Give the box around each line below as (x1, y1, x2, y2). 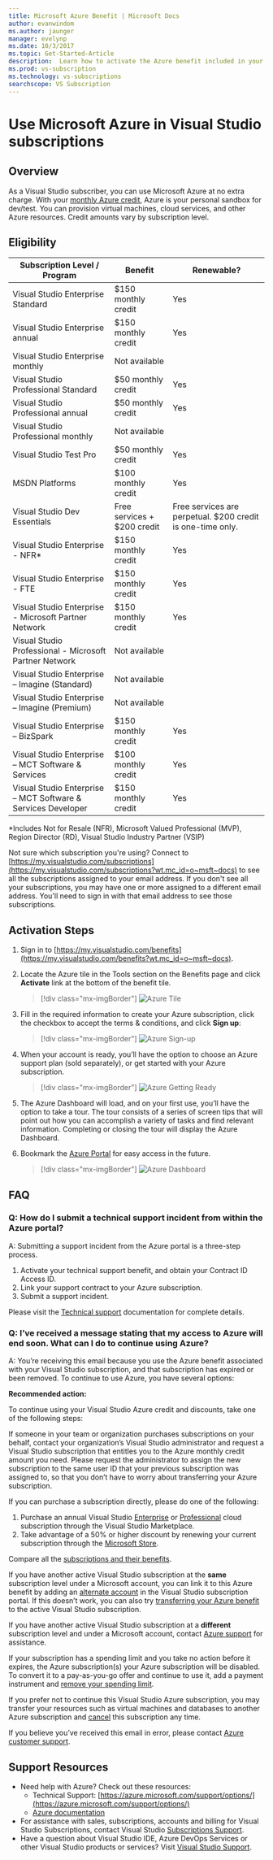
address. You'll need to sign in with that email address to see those (8, 891, 233, 901)
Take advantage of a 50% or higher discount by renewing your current (19, 1530, 257, 1540)
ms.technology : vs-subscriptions (8, 72, 122, 80)
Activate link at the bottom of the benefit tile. (19, 978, 171, 988)
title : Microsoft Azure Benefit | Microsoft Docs (8, 11, 180, 20)
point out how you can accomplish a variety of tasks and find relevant (19, 1115, 254, 1126)
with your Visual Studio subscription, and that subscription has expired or (8, 1365, 254, 1375)
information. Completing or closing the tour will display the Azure (19, 1124, 238, 1134)
